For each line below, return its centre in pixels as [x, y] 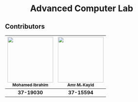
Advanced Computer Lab [82, 8]
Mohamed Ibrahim [30, 85]
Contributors [25, 26]
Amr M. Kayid [81, 85]
